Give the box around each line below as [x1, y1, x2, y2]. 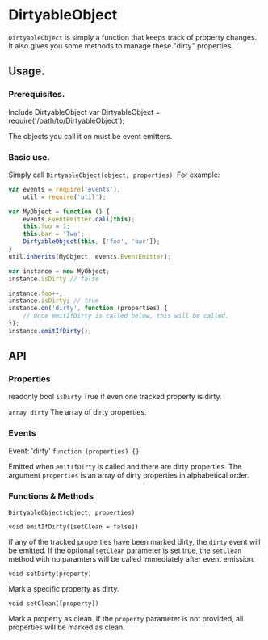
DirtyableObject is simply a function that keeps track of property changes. [8, 32, 258, 42]
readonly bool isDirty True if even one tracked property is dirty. [8, 392, 222, 402]
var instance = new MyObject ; [8, 267, 111, 276]
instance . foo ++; [8, 289, 63, 297]
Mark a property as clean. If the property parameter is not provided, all [8, 614, 244, 624]
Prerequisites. [8, 89, 65, 100]
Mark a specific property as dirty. [8, 584, 119, 594]
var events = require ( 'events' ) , [8, 185, 121, 193]
